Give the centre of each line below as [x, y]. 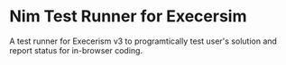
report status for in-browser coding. [76, 50]
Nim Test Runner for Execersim [128, 16]
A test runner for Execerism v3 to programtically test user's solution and [143, 41]
